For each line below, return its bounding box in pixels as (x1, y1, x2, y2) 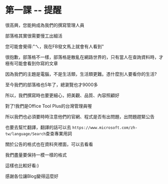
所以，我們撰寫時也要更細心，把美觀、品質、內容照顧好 (5, 92, 119, 98)
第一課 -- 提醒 (5, 5, 62, 16)
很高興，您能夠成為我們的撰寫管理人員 (5, 22, 84, 28)
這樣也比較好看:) (5, 162, 39, 168)
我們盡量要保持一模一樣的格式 (5, 151, 67, 158)
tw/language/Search (5, 131, 46, 136)
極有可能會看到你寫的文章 (5, 60, 58, 66)
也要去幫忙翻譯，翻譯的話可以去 (5, 124, 71, 130)
